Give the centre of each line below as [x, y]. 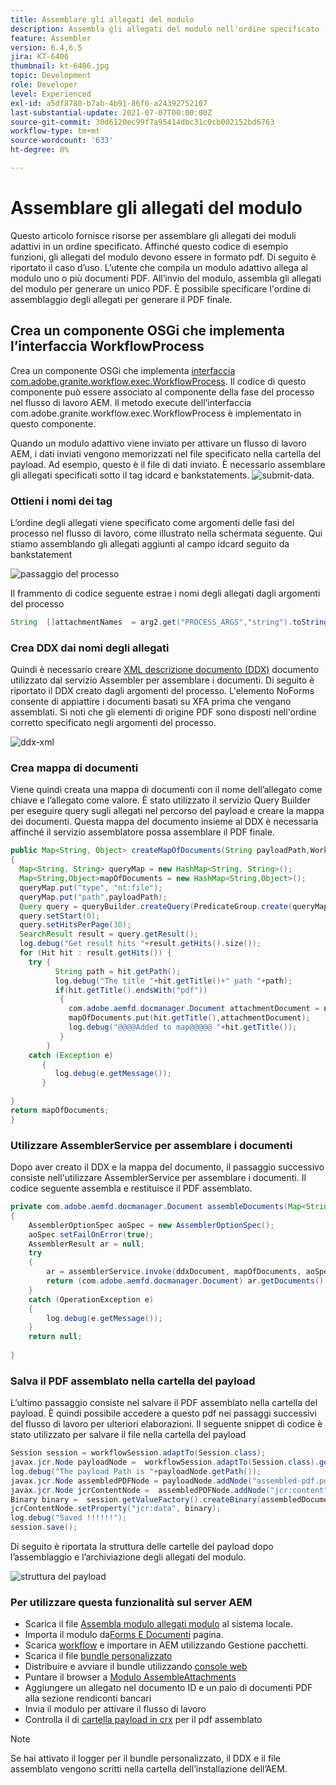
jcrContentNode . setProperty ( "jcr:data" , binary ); [116, 1509]
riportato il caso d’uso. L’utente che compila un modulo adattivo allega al [159, 267]
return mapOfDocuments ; [60, 1111]
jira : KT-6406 [40, 57]
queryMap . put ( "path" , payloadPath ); [93, 897]
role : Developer [44, 85]
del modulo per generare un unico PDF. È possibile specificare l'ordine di [160, 288]
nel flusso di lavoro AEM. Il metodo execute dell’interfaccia [131, 402]
